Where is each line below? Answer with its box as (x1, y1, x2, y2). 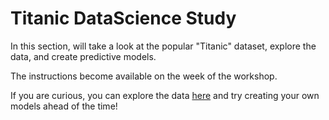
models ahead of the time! (10, 100, 118, 112)
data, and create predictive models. (10, 50, 157, 62)
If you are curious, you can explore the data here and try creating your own (10, 89, 320, 101)
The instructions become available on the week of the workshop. (10, 70, 278, 82)
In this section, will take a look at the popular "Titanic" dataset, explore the (10, 40, 317, 52)
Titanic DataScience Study (10, 7, 237, 30)
